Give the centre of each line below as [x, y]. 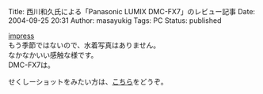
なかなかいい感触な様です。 [53, 55]
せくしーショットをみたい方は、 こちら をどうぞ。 [88, 82]
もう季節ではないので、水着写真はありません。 [84, 45]
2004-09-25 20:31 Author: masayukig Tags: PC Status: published [115, 21]
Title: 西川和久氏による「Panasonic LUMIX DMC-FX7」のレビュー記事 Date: [132, 11]
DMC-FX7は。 [32, 65]
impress [21, 36]
